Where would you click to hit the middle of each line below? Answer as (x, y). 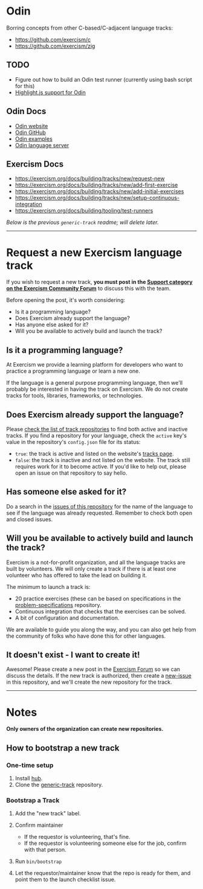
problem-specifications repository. (58, 605)
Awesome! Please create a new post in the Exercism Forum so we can (93, 669)
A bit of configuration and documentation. (67, 618)
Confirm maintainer (39, 825)
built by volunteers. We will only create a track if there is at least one (91, 568)
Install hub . (29, 778)
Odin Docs (26, 111)
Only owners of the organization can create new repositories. (85, 729)
